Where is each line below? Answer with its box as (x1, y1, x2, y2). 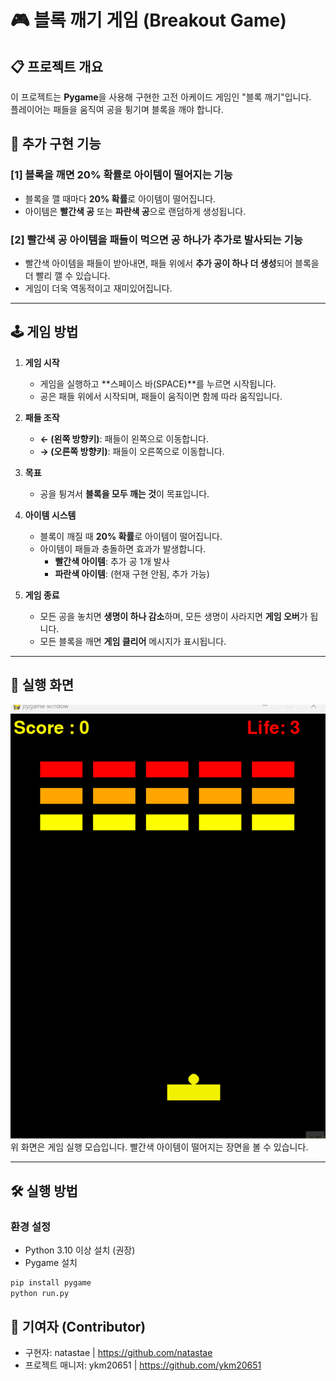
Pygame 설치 (24, 1256, 78, 1268)
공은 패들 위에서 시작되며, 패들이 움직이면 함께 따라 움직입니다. (39, 390, 283, 402)
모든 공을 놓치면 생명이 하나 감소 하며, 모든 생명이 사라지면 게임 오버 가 (39, 610, 308, 622)
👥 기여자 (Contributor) (10, 1319, 147, 1336)
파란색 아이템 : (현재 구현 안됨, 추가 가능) (54, 567, 210, 580)
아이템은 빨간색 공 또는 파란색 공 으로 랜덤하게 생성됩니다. (24, 205, 247, 217)
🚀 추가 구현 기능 (10, 136, 102, 153)
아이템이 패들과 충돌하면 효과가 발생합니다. (39, 542, 207, 555)
